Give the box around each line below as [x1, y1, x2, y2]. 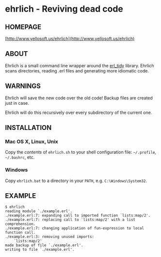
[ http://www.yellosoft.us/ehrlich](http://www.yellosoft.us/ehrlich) [5, 36, 135, 41]
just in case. [5, 100, 29, 106]
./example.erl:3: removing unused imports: [5, 235, 95, 239]
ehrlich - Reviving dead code [5, 3, 124, 15]
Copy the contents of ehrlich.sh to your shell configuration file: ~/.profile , [5, 149, 157, 155]
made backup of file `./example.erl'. [5, 243, 83, 248]
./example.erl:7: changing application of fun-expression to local [5, 226, 145, 231]
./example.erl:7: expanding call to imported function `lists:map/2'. [5, 213, 151, 218]
